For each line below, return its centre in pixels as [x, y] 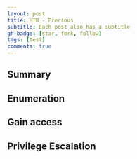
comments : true [30, 46]
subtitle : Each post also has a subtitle [69, 27]
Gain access [35, 122]
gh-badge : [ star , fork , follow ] [54, 33]
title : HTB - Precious [40, 20]
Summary [29, 75]
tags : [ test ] [26, 40]
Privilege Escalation [52, 146]
